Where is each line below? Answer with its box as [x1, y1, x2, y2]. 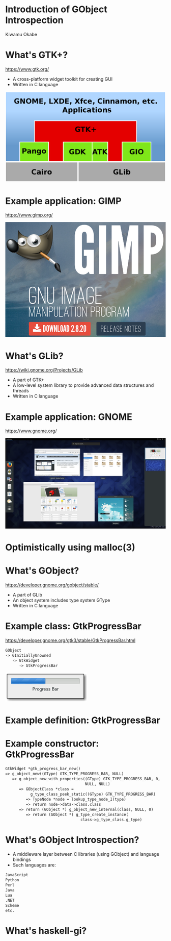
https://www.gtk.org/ [5, 66, 49, 72]
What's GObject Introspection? [5, 834, 139, 846]
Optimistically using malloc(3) [5, 542, 135, 553]
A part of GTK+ [12, 377, 44, 383]
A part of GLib [12, 591, 42, 598]
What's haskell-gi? [5, 925, 87, 937]
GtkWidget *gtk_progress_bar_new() [5, 766, 81, 772]
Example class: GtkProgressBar [5, 621, 141, 632]
